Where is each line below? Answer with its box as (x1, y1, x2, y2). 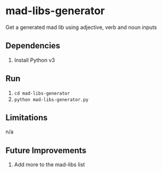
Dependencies (5, 41, 60, 51)
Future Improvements (5, 145, 87, 155)
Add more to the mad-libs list (14, 161, 85, 168)
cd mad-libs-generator (14, 90, 70, 96)
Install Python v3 (14, 56, 56, 63)
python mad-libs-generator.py (14, 96, 89, 103)
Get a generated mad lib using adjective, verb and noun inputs (5, 24, 157, 31)
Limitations (5, 112, 48, 122)
